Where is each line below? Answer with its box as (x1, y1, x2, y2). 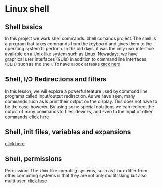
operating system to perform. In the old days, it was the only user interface (5, 46, 154, 51)
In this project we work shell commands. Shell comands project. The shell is (5, 35, 156, 41)
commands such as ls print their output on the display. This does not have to (5, 98, 158, 104)
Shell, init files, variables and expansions (5, 128, 131, 136)
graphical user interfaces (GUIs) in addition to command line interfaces (5, 56, 147, 62)
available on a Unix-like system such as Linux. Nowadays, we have (5, 51, 138, 57)
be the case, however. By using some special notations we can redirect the (5, 103, 155, 110)
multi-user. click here (5, 178, 47, 184)
